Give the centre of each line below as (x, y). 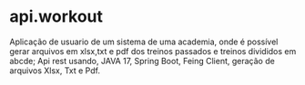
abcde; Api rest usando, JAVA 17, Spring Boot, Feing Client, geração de (142, 61)
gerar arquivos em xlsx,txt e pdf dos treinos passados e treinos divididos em (153, 51)
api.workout (56, 17)
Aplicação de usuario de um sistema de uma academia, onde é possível (144, 42)
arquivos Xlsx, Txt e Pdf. (55, 71)
